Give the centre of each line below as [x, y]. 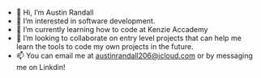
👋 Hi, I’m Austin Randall [55, 12]
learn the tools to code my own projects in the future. [105, 47]
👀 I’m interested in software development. [86, 21]
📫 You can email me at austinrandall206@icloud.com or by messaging [135, 55]
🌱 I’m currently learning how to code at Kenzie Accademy [112, 29]
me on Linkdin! [41, 67]
